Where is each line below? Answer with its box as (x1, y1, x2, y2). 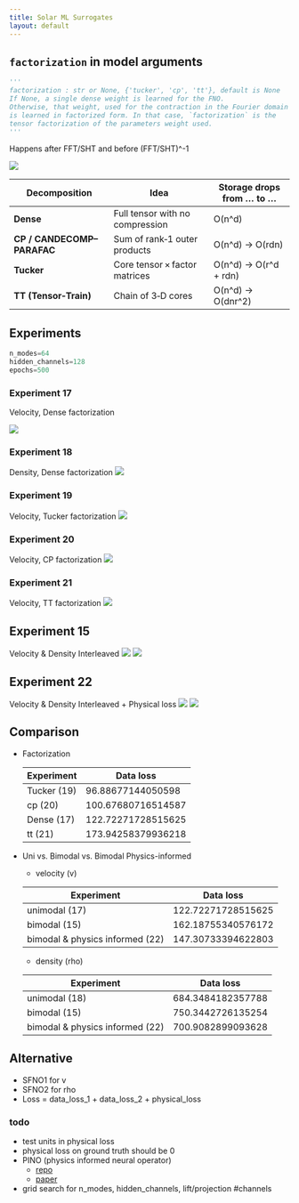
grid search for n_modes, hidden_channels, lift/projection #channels (21, 1183, 272, 1193)
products (113, 244, 151, 256)
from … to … (222, 192, 278, 205)
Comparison (9, 724, 80, 739)
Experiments (9, 326, 82, 341)
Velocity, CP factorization (9, 554, 102, 565)
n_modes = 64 (9, 349, 50, 359)
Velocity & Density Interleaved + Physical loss (9, 698, 177, 709)
